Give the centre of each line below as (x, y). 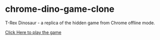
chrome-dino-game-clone (60, 9)
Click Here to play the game (33, 32)
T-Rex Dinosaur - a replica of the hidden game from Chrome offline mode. (80, 23)
